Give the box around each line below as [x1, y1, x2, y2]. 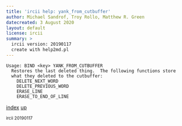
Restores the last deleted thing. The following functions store [11, 68, 176, 74]
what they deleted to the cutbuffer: [11, 73, 103, 79]
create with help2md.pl [11, 47, 69, 53]
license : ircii [6, 30, 43, 36]
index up [6, 104, 27, 111]
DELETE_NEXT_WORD [16, 78, 59, 84]
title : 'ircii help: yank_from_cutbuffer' [6, 8, 111, 15]
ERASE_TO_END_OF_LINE [16, 93, 69, 100]
